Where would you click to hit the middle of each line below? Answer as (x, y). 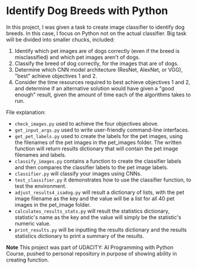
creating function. (28, 260)
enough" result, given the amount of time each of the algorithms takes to (103, 95)
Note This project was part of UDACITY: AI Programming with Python (90, 247)
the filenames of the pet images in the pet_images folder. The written (98, 142)
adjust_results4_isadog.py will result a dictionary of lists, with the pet (99, 192)
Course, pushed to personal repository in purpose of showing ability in (92, 253)
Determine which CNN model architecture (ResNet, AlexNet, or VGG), (99, 69)
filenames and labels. (40, 154)
